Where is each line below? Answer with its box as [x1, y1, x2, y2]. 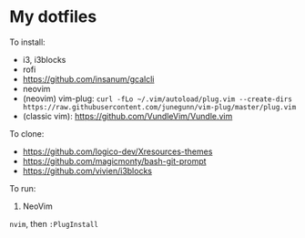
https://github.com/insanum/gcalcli [22, 73, 155, 84]
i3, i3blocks [22, 54, 66, 65]
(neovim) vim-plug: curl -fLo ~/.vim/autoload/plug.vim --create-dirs [22, 93, 293, 104]
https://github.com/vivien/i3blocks [22, 165, 153, 176]
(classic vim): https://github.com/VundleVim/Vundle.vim [22, 110, 233, 121]
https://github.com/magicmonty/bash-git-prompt [22, 155, 207, 166]
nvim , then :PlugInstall [9, 218, 98, 229]
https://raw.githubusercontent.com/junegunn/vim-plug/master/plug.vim [22, 102, 297, 111]
